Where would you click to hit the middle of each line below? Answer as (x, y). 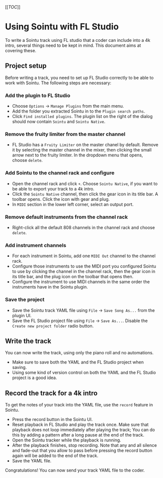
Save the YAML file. (32, 461)
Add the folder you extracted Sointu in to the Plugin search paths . (79, 111)
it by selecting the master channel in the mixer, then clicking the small (82, 150)
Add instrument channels (36, 245)
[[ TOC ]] (13, 7)
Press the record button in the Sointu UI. (52, 420)
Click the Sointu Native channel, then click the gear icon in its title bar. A (85, 194)
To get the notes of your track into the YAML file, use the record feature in (79, 405)
